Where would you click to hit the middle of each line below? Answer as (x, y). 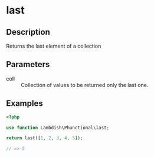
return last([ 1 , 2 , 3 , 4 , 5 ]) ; (45, 138)
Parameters (28, 64)
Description (28, 32)
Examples (24, 103)
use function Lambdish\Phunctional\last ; (58, 128)
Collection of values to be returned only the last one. (85, 85)
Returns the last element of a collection (54, 46)
